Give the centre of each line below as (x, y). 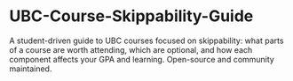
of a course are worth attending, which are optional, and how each (131, 49)
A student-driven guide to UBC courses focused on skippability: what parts (146, 40)
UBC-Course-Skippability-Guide (131, 16)
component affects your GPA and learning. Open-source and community (142, 59)
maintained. (31, 69)
